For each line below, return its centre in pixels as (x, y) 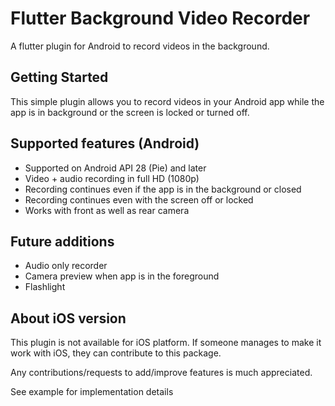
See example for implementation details (92, 392)
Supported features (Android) (105, 143)
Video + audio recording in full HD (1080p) (112, 178)
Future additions (62, 241)
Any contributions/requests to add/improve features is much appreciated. (161, 373)
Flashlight (45, 287)
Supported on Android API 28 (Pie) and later (115, 168)
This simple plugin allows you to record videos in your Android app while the (167, 101)
